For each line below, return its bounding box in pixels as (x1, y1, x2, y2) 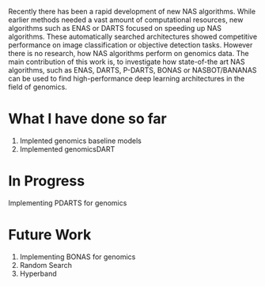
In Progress (8, 172, 85, 190)
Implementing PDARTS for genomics (8, 198, 127, 208)
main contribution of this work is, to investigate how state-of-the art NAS (8, 57, 245, 66)
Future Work (8, 226, 92, 244)
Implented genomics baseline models (19, 136, 142, 145)
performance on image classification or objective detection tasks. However (8, 40, 253, 50)
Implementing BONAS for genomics (19, 252, 136, 262)
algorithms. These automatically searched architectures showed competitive (8, 32, 258, 41)
